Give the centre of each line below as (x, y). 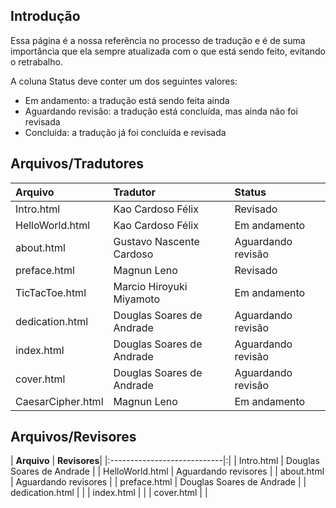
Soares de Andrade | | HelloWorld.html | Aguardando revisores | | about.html (167, 471)
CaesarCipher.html (59, 401)
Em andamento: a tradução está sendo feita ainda (127, 100)
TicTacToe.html (51, 292)
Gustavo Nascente (156, 241)
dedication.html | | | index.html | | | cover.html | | (109, 493)
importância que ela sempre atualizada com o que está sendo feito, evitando (168, 51)
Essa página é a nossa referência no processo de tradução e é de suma (158, 40)
